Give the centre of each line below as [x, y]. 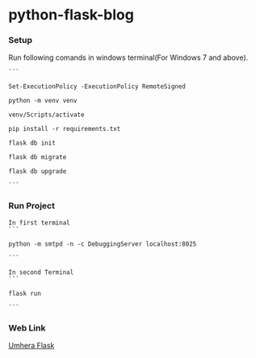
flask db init [32, 143]
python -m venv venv [43, 101]
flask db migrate [38, 158]
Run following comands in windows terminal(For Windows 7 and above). [128, 57]
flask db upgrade [38, 171]
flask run [25, 293]
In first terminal [39, 223]
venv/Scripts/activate [46, 115]
